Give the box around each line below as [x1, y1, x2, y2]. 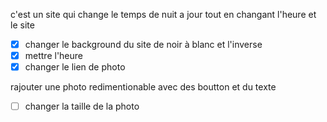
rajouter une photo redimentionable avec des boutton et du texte [10, 81, 277, 93]
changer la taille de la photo [24, 100, 140, 113]
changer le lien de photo [24, 61, 126, 73]
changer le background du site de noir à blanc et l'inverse [24, 39, 263, 50]
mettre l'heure [24, 50, 84, 62]
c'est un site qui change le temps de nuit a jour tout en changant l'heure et [10, 9, 317, 20]
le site [10, 19, 35, 31]
